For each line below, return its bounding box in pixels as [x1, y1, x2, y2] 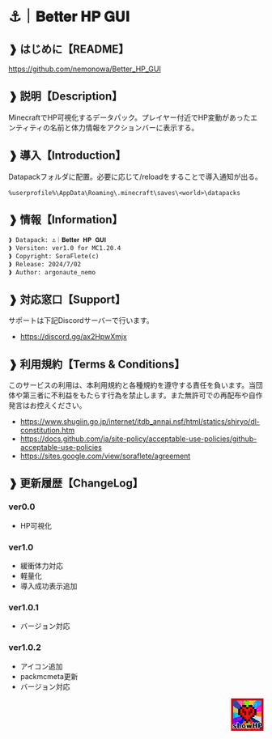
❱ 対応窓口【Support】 [8, 292, 126, 306]
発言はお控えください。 [8, 401, 87, 410]
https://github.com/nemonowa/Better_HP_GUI [8, 64, 162, 74]
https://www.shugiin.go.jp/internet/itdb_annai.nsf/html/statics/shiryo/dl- [19, 417, 261, 427]
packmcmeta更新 [19, 671, 79, 681]
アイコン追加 [19, 661, 63, 671]
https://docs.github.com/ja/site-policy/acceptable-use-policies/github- [19, 434, 257, 444]
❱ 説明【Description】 [8, 90, 123, 104]
